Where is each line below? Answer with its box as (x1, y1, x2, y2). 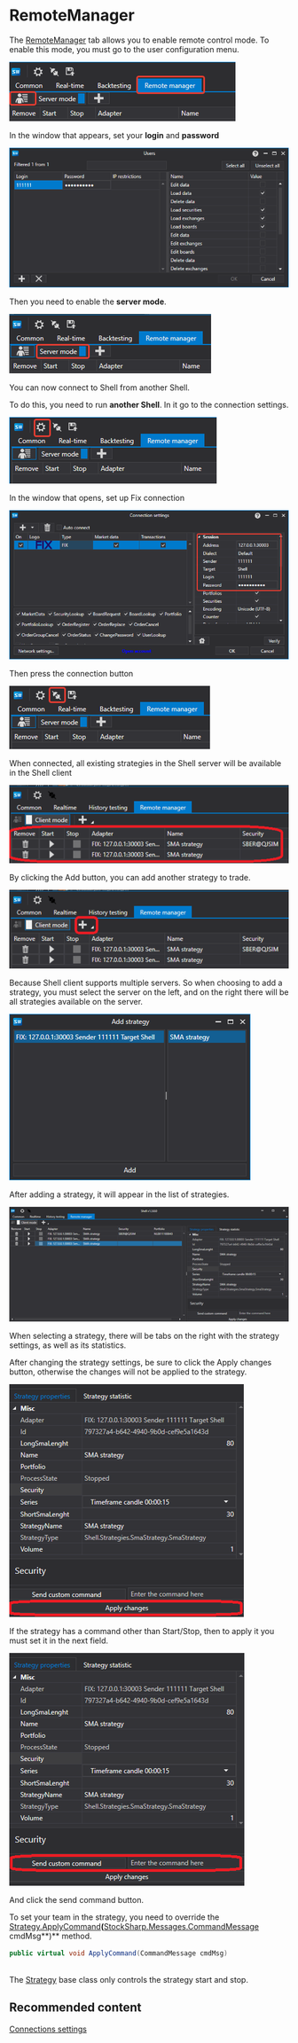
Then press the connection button (9, 668, 134, 678)
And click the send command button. (9, 1895, 145, 1906)
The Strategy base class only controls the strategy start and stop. (9, 1974, 248, 1984)
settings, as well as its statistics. (9, 1340, 127, 1350)
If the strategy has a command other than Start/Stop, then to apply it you (9, 1626, 275, 1637)
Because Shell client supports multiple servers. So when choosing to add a (9, 977, 283, 988)
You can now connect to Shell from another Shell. (9, 382, 191, 393)
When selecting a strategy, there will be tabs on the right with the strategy (9, 1331, 279, 1342)
